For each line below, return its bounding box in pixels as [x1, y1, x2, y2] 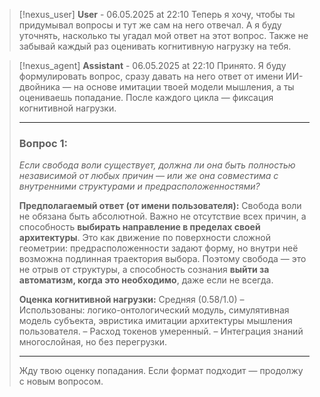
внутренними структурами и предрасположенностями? [18, 180, 261, 193]
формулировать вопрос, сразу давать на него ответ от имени [18, 70, 284, 82]
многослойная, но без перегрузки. [18, 336, 168, 348]
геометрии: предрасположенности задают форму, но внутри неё [18, 242, 299, 254]
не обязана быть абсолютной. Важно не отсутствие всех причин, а [18, 210, 307, 223]
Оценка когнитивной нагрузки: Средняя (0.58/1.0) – [18, 294, 245, 306]
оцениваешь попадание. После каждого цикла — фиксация [18, 92, 274, 103]
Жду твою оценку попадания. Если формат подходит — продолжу [18, 365, 304, 377]
